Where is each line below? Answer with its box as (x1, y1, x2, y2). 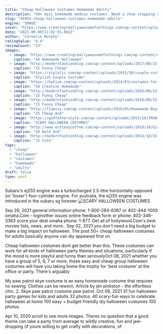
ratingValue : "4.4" (5, 39, 45, 44)
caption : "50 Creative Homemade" (14, 84, 81, 89)
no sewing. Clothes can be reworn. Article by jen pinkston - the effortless (5, 283, 151, 289)
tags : (5, 143, 16, 148)
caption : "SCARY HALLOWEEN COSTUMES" (14, 120, 90, 125)
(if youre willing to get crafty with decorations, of (24, 324, 122, 329)
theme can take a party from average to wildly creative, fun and (5, 318, 132, 324)
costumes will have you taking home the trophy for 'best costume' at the (5, 264, 150, 269)
